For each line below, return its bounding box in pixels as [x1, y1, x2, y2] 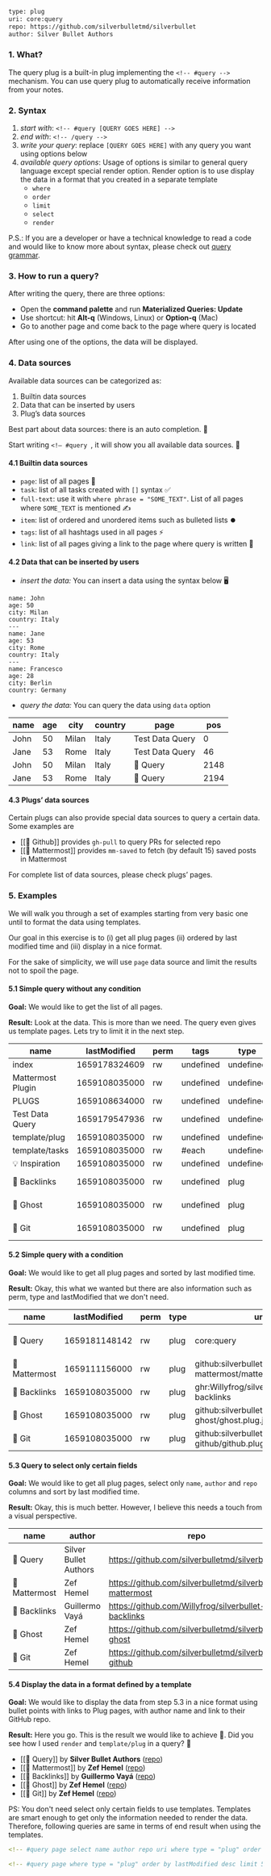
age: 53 [8, 637, 35, 645]
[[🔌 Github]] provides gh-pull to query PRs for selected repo [19, 837, 221, 847]
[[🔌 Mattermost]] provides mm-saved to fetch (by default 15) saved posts [19, 846, 256, 856]
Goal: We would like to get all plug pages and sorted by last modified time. [8, 1268, 256, 1277]
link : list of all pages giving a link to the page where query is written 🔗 [19, 538, 254, 548]
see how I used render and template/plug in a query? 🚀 [8, 1739, 192, 1748]
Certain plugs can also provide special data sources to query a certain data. [8, 813, 261, 823]
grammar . [8, 250, 40, 260]
